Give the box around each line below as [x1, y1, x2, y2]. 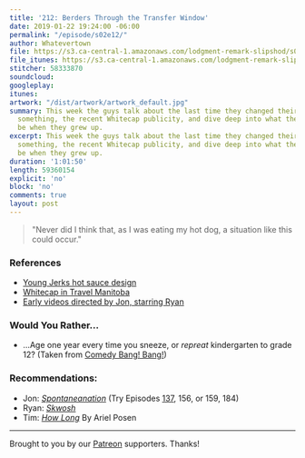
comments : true [9, 191, 67, 200]
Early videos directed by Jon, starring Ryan [22, 296, 184, 307]
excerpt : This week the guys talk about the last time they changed [9, 132, 274, 141]
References [9, 256, 62, 269]
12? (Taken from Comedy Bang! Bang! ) [22, 349, 168, 360]
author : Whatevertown [9, 38, 92, 48]
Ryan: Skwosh [22, 402, 76, 413]
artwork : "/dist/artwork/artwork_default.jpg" [9, 97, 189, 107]
